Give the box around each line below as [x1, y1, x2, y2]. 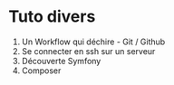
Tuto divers [8, 6, 96, 27]
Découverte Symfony [21, 55, 101, 66]
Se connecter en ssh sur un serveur [21, 45, 156, 56]
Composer [21, 65, 62, 76]
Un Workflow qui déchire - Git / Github [21, 36, 166, 47]
